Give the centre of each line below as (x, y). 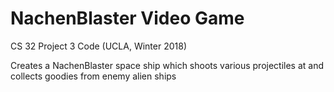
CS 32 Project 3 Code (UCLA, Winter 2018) (98, 46)
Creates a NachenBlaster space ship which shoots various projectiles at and (167, 65)
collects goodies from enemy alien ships (93, 76)
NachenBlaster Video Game (127, 18)
